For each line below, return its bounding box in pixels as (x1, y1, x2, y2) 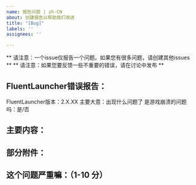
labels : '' (6, 25, 34, 32)
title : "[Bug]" (6, 20, 45, 26)
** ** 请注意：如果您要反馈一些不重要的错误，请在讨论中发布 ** (6, 62, 164, 69)
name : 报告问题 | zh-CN (6, 8, 62, 15)
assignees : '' (6, 31, 42, 37)
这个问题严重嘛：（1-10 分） (6, 170, 107, 180)
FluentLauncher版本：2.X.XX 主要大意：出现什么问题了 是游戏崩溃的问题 (6, 98, 187, 105)
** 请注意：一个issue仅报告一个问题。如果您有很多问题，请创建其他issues (6, 54, 190, 61)
